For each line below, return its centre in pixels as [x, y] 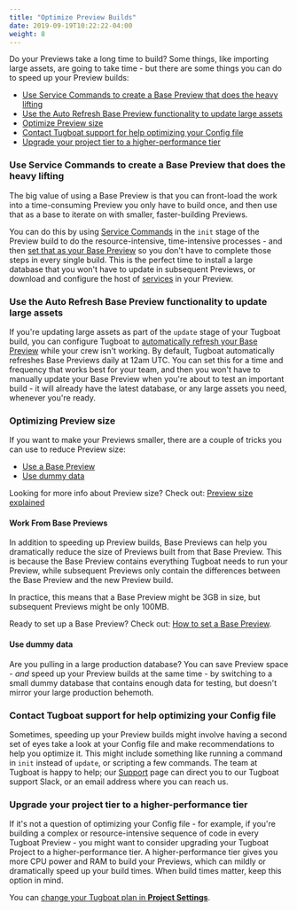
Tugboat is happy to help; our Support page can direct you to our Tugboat [144, 772]
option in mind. [36, 880]
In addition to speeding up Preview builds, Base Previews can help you [138, 542]
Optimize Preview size [63, 123]
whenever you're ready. [52, 397]
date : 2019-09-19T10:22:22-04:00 [71, 26]
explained [27, 502]
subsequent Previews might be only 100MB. [90, 607]
